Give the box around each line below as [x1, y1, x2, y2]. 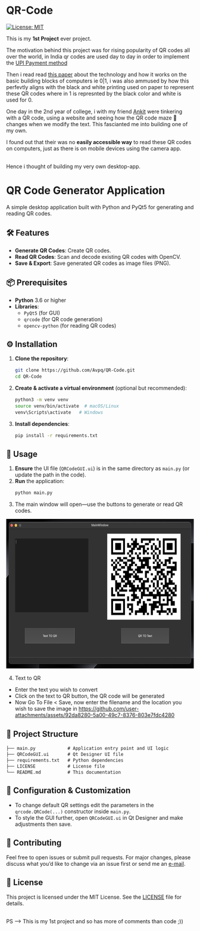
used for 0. [6, 96, 33, 103]
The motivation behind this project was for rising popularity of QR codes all [6, 46, 190, 54]
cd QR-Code [14, 374, 42, 380]
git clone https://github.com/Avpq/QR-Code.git [14, 367, 135, 374]
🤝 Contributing [6, 838, 62, 848]
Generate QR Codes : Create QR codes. [14, 246, 111, 254]
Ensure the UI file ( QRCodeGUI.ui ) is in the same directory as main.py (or [14, 465, 190, 472]
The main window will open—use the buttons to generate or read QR [14, 500, 183, 508]
